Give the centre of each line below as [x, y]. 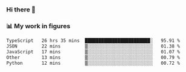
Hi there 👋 [21, 10]
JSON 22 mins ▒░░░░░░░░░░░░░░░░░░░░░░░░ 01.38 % [93, 46]
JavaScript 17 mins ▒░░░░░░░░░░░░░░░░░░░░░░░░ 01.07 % [93, 52]
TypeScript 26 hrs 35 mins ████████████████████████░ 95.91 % [93, 41]
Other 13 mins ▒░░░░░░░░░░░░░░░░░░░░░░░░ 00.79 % [93, 57]
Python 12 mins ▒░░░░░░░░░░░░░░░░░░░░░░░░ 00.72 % [93, 63]
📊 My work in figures [38, 26]
